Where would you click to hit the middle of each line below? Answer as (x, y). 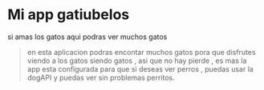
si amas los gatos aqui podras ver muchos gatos (87, 37)
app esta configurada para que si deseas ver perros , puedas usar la (140, 68)
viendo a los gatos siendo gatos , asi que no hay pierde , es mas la (137, 61)
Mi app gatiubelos (69, 15)
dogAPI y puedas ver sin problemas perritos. (101, 77)
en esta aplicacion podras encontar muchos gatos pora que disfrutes (141, 52)
